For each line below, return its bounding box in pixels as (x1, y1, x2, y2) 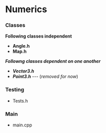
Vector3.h (12, 68, 34, 74)
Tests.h (12, 97, 28, 104)
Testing (5, 86, 24, 93)
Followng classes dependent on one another (5, 58, 101, 64)
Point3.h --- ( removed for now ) (12, 74, 78, 80)
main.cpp (12, 122, 32, 128)
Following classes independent (5, 33, 72, 39)
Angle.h (12, 43, 30, 49)
